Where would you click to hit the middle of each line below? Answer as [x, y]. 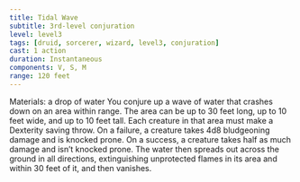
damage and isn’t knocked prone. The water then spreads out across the [144, 149]
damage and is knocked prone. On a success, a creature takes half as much [150, 139]
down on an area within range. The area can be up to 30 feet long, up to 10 [148, 111]
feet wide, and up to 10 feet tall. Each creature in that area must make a [141, 120]
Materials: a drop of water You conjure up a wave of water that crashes [141, 101]
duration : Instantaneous [56, 59]
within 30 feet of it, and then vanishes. [81, 168]
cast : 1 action [38, 51]
